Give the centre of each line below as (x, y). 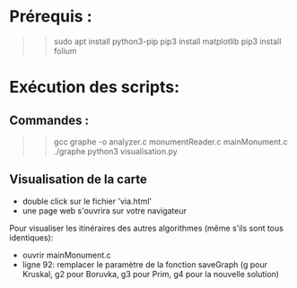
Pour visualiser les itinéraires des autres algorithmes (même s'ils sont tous (147, 228)
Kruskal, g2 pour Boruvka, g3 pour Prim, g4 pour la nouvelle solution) (151, 274)
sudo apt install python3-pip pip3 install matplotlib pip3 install (167, 41)
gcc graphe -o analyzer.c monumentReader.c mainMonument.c (171, 142)
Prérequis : (51, 17)
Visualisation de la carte (79, 180)
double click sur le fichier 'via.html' (87, 201)
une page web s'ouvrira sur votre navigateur (104, 210)
